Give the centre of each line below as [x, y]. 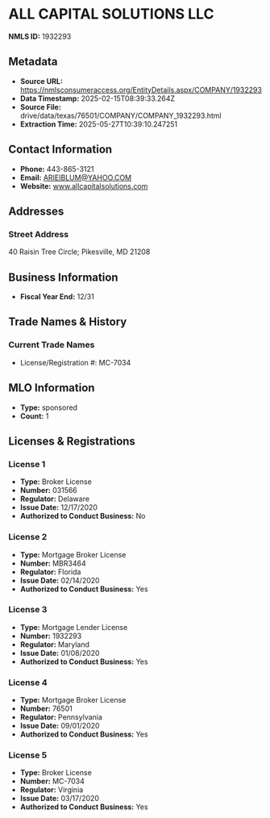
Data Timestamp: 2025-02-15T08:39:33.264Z [98, 98]
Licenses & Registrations [72, 441]
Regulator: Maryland [55, 644]
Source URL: [41, 81]
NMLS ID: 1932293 [40, 36]
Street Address [39, 234]
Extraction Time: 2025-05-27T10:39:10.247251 [99, 124]
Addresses [36, 211]
